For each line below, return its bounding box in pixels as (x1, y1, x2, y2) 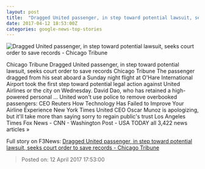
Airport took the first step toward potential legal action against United (6, 81, 181, 88)
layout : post (6, 9, 40, 15)
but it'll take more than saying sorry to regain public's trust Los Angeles (6, 113, 186, 120)
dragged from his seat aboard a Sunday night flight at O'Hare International (6, 74, 193, 81)
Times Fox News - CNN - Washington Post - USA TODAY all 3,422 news (6, 120, 188, 127)
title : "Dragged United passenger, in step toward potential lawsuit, (6, 15, 192, 21)
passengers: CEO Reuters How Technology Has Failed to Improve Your (6, 100, 184, 107)
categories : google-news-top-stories (6, 26, 103, 32)
